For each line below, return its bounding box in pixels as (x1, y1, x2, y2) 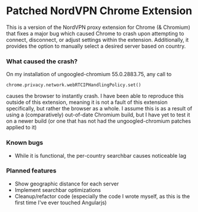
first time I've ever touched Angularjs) (14, 199, 107, 206)
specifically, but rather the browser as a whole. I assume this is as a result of (6, 105, 193, 112)
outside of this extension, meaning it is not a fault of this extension (6, 99, 168, 106)
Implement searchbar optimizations (14, 186, 102, 193)
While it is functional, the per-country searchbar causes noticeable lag (14, 152, 187, 159)
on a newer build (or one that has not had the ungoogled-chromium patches (6, 118, 191, 125)
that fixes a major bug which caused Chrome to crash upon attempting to (6, 30, 184, 37)
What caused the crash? (6, 57, 78, 66)
